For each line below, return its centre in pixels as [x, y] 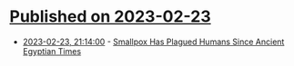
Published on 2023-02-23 [110, 17]
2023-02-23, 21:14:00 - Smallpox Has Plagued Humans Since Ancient [153, 42]
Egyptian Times [52, 51]
